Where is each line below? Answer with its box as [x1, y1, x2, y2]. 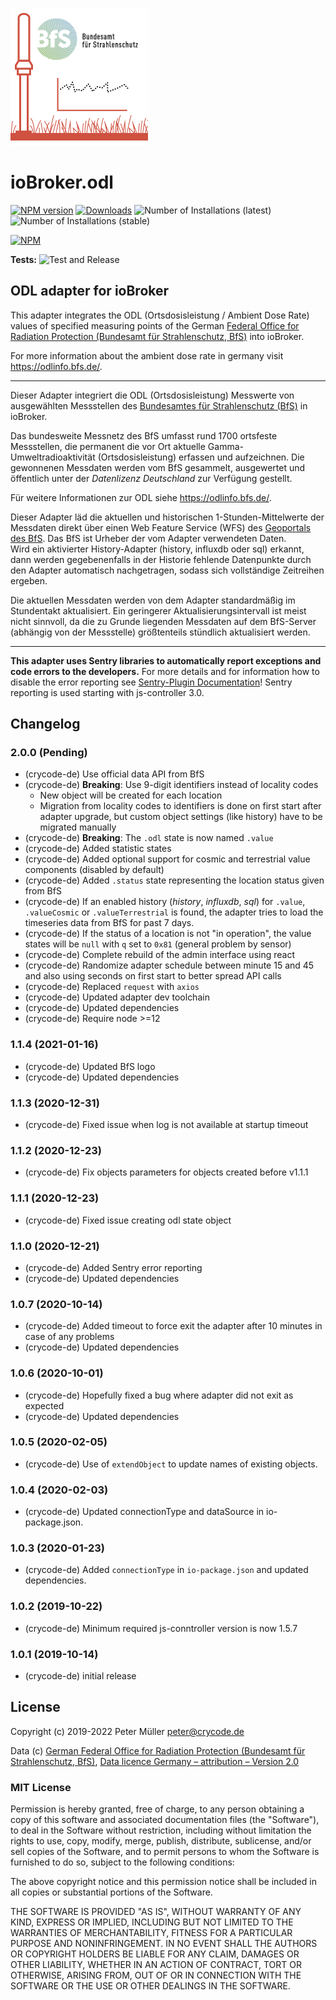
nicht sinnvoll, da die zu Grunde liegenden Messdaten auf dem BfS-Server [10, 615, 317, 627]
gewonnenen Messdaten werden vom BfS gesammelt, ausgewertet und [10, 461, 306, 473]
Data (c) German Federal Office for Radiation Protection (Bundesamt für [10, 1744, 306, 1757]
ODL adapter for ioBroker [10, 283, 170, 300]
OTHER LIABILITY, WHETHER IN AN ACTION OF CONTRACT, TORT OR [10, 1959, 302, 1971]
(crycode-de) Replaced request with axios [24, 981, 200, 993]
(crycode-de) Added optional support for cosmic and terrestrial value [24, 853, 311, 865]
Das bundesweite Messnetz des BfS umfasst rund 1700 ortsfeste [10, 429, 278, 442]
